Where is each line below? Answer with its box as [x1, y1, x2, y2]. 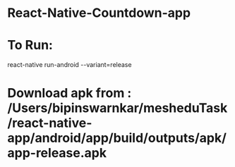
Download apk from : [7, 85, 132, 101]
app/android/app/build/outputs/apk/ [7, 130, 227, 146]
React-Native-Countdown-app [7, 5, 191, 21]
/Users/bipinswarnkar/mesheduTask [7, 100, 228, 116]
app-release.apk [7, 145, 107, 161]
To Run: [7, 37, 53, 54]
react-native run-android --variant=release [7, 61, 132, 69]
